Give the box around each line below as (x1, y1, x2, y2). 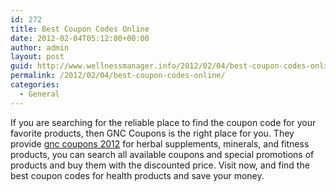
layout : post (10, 52, 65, 62)
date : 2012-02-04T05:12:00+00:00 (10, 33, 150, 43)
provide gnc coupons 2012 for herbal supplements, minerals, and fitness (10, 137, 310, 150)
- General (19, 89, 60, 99)
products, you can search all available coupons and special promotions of (10, 148, 315, 160)
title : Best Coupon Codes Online (10, 24, 150, 34)
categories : (10, 80, 60, 90)
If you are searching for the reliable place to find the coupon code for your (10, 116, 317, 128)
